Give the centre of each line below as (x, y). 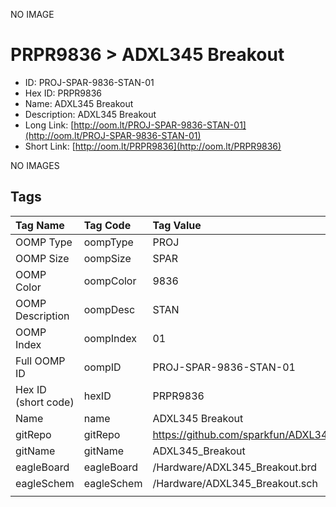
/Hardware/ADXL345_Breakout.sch (235, 483)
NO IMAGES (35, 165)
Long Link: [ (49, 125)
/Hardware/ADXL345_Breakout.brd (235, 467)
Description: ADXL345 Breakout (90, 114)
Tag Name (40, 225)
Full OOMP (40, 361)
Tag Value (177, 225)
